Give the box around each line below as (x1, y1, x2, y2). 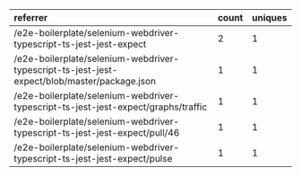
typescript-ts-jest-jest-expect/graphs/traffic (13, 101, 208, 113)
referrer (13, 12, 48, 23)
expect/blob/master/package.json (13, 75, 157, 87)
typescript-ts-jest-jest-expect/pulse (13, 153, 173, 164)
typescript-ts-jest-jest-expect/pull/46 (13, 127, 180, 138)
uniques (252, 12, 288, 23)
